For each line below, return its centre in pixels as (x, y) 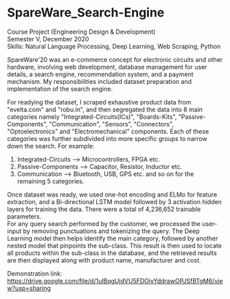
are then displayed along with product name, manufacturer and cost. (104, 260)
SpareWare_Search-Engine (86, 13)
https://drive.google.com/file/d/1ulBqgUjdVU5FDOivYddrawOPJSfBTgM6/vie (115, 280)
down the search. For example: (51, 146)
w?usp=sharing (29, 288)
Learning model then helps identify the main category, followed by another (113, 238)
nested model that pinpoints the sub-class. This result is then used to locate (114, 245)
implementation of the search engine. (60, 89)
